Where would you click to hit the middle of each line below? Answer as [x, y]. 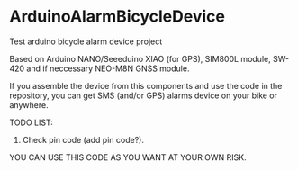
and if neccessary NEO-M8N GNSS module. [108, 68]
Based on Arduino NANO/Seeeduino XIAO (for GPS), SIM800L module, [140, 58]
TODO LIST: [32, 122]
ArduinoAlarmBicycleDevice [117, 17]
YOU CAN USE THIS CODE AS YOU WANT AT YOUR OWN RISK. [128, 157]
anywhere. [29, 104]
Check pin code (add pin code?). [83, 139]
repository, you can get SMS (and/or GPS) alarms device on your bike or [143, 95]
